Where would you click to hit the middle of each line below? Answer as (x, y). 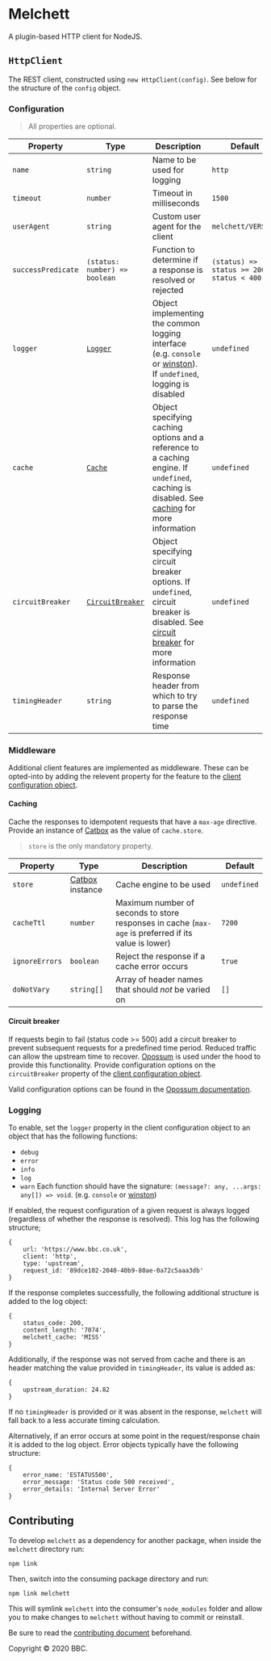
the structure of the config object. (65, 88)
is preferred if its (161, 933)
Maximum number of (155, 903)
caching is (172, 488)
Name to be (174, 160)
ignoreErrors (38, 961)
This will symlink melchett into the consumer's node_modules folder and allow (135, 1609)
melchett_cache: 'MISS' (63, 1337)
